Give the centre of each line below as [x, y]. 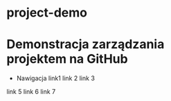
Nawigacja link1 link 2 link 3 [55, 78]
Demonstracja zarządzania [85, 45]
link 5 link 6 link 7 [31, 92]
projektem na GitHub [67, 59]
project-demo [47, 13]
